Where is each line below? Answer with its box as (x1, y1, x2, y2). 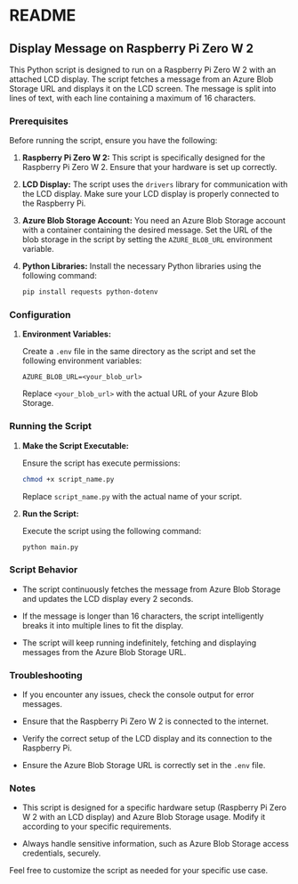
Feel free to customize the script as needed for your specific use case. (9, 865, 269, 876)
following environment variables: (21, 355, 142, 366)
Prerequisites (9, 115, 68, 127)
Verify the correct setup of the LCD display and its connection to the (21, 734, 273, 744)
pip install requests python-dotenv (21, 288, 158, 296)
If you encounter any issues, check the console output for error (21, 689, 255, 700)
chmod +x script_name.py (21, 474, 115, 483)
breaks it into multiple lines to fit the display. (21, 620, 184, 630)
